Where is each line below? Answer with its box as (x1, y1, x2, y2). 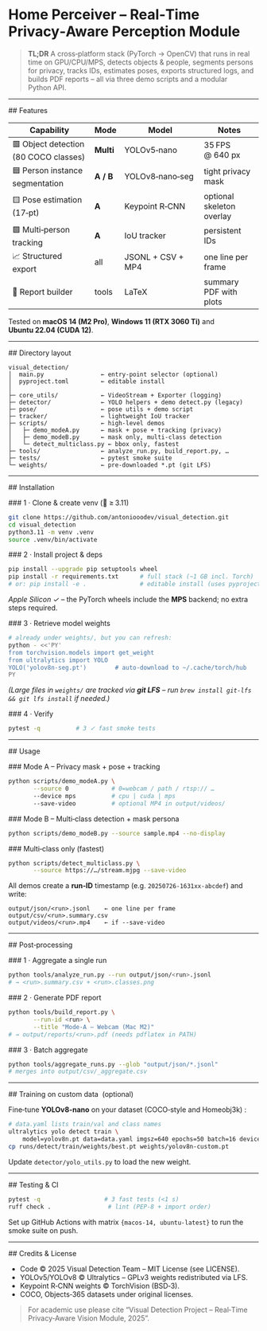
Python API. (27, 82, 67, 92)
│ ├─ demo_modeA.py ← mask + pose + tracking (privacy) (8, 426, 222, 434)
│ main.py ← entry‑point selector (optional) (8, 370, 219, 378)
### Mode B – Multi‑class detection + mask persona (8, 814, 180, 824)
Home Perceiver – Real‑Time (8, 6, 200, 24)
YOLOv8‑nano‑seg (124, 171, 195, 182)
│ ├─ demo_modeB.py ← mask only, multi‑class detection (8, 433, 222, 441)
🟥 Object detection (12, 138, 85, 149)
